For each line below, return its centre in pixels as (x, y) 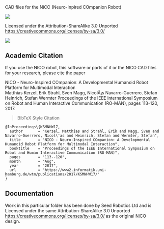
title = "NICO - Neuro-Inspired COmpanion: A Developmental (80, 140)
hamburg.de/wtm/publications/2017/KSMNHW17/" (52, 174)
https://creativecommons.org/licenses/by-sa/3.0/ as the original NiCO (76, 216)
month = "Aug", (33, 161)
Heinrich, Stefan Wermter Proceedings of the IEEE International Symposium (82, 98)
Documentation (29, 194)
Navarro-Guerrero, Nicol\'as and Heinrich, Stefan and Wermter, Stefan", (82, 135)
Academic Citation (34, 56)
